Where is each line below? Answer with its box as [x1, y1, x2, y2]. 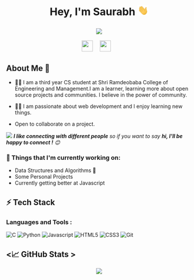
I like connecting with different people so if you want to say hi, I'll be [13, 133, 183, 140]
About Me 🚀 [6, 63, 50, 73]
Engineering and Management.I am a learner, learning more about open [14, 85, 189, 93]
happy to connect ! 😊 [6, 139, 61, 146]
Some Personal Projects [14, 173, 73, 180]
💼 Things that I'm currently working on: [6, 154, 121, 162]
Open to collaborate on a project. [14, 120, 96, 128]
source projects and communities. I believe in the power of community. [14, 91, 188, 98]
